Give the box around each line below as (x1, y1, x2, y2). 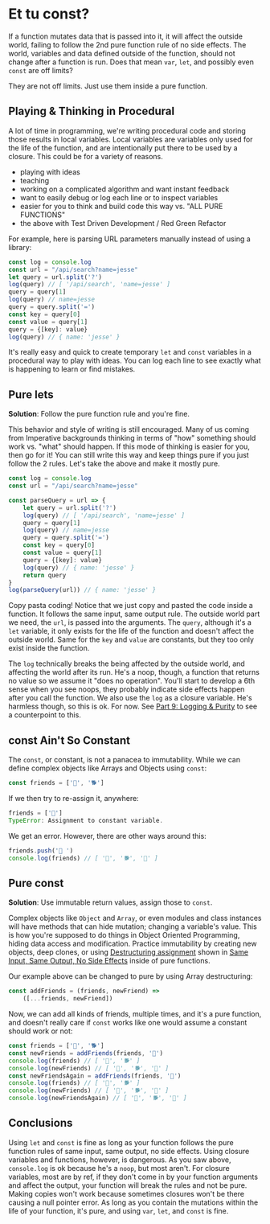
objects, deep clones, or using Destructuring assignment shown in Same (8, 947, 249, 957)
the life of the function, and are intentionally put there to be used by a (8, 142, 239, 153)
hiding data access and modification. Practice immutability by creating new (8, 939, 257, 949)
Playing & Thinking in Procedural (8, 105, 175, 118)
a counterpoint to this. (8, 710, 82, 720)
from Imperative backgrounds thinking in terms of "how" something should (8, 433, 256, 443)
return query (22, 571, 67, 579)
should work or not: (8, 1026, 73, 1036)
